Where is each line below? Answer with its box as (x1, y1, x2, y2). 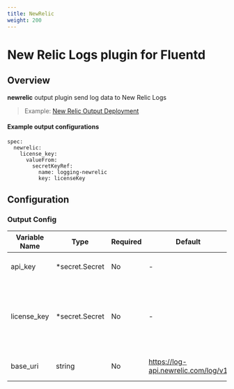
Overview (7, 75, 51, 87)
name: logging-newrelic (38, 168, 108, 175)
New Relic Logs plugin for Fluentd (7, 47, 206, 63)
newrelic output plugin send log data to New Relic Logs (7, 93, 167, 101)
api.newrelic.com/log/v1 (148, 366, 228, 376)
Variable (15, 233, 45, 242)
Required (111, 237, 142, 247)
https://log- (148, 357, 187, 367)
